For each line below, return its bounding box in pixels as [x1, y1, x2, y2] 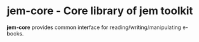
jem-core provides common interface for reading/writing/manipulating [7, 24, 182, 31]
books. [7, 30, 24, 37]
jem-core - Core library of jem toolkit [7, 4, 194, 18]
